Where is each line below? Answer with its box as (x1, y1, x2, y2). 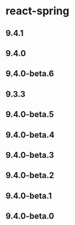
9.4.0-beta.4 (5, 130, 55, 140)
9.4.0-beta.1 (5, 190, 52, 201)
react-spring (5, 4, 70, 18)
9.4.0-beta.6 (5, 69, 54, 79)
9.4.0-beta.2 (5, 171, 54, 181)
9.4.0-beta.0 (5, 211, 55, 221)
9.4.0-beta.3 (5, 150, 54, 160)
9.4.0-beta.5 (5, 110, 54, 120)
